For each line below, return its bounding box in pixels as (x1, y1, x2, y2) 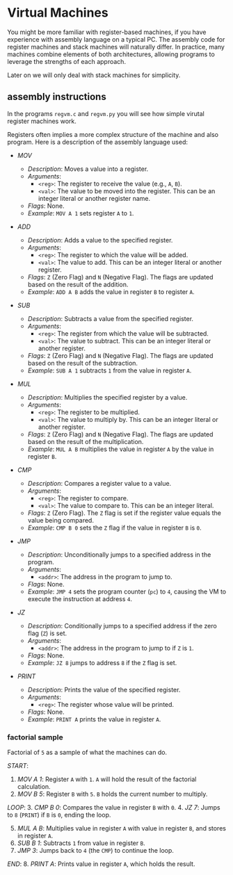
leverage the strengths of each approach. (7, 57, 127, 65)
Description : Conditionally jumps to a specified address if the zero (27, 621, 217, 630)
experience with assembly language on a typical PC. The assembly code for (7, 35, 225, 43)
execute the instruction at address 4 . (27, 594, 132, 603)
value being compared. (27, 516, 94, 524)
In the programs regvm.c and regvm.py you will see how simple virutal (7, 109, 205, 117)
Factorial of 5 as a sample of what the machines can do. (7, 749, 168, 757)
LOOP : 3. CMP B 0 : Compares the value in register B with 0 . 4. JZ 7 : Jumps (7, 803, 220, 812)
